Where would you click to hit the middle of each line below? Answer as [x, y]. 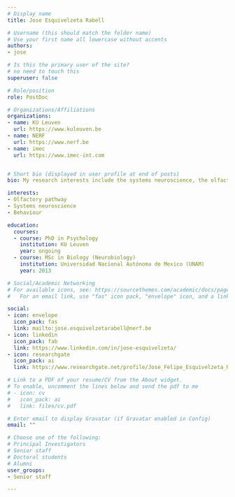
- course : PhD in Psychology [56, 238]
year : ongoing [40, 251]
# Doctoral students [37, 457]
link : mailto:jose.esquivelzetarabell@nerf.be [83, 329]
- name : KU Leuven [34, 123]
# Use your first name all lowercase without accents [87, 39]
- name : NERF [26, 136]
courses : [26, 231]
